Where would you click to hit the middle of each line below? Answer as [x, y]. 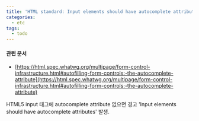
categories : [21, 17]
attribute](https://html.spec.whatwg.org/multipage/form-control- [94, 79]
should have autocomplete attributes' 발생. [58, 112]
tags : [13, 28]
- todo [20, 34]
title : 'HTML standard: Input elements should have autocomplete [88, 12]
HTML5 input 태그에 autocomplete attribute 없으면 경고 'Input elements [91, 104]
